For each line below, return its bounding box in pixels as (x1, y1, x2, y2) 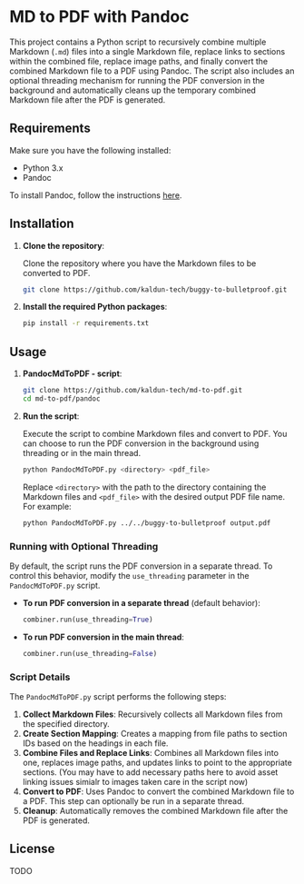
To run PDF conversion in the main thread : (22, 631, 184, 642)
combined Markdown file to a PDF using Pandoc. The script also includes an (9, 65, 295, 76)
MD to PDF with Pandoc (9, 6, 190, 27)
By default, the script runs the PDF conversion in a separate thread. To (9, 561, 273, 571)
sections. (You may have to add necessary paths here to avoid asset (22, 766, 279, 778)
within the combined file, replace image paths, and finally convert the (9, 55, 269, 66)
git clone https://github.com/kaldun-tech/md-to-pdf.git (22, 386, 243, 395)
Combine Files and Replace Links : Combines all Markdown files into (22, 747, 279, 758)
